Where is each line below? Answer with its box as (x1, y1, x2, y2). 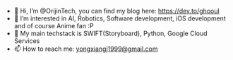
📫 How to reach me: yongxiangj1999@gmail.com (13, 44, 158, 53)
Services (13, 37, 40, 45)
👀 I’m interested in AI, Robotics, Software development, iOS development (13, 14, 226, 23)
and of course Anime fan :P (13, 22, 94, 30)
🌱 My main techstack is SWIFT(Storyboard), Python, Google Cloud (13, 29, 208, 37)
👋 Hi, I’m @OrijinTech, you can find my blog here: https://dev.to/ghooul (13, 7, 220, 15)
